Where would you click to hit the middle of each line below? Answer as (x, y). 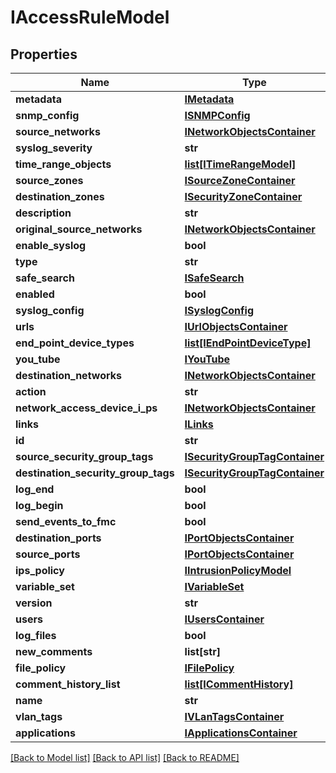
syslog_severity (54, 148)
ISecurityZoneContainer (243, 196)
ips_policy (40, 570)
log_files (36, 635)
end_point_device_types (75, 343)
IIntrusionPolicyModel (238, 570)
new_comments (54, 651)
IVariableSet (214, 586)
